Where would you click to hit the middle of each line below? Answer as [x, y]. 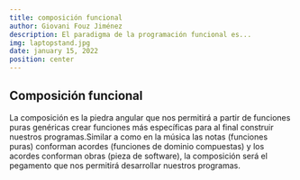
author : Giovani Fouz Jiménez [66, 26]
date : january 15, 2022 [54, 51]
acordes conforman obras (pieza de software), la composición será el [139, 156]
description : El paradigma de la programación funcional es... [131, 34]
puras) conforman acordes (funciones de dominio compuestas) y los [137, 146]
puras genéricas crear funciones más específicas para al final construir [142, 127]
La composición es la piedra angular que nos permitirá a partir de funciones [150, 117]
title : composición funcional [66, 18]
